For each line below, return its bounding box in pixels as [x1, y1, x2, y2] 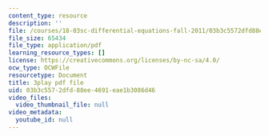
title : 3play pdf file [8, 78, 84, 86]
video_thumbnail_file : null [15, 101, 110, 109]
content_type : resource [8, 11, 88, 20]
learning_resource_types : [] [8, 49, 106, 57]
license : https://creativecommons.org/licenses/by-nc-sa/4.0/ [8, 57, 220, 65]
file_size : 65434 [8, 34, 66, 42]
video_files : [8, 94, 52, 102]
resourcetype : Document [8, 71, 88, 79]
